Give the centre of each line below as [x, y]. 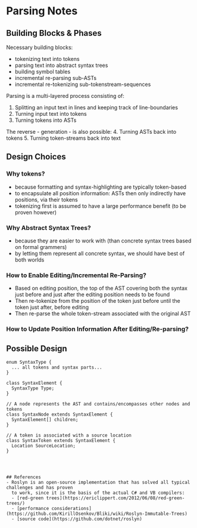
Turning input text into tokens [51, 114]
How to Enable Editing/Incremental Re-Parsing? [76, 275]
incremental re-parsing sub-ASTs [56, 78]
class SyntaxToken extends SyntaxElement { [61, 441]
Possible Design [37, 349]
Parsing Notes [42, 11]
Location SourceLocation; [44, 446]
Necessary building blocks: [40, 47]
